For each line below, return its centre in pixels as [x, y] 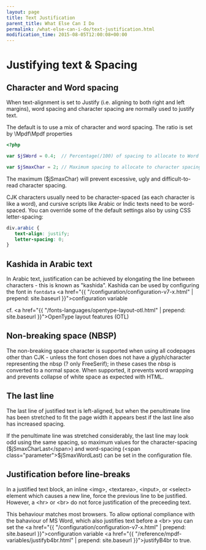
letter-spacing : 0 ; [39, 239]
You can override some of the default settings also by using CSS [109, 210]
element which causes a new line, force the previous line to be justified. [97, 495]
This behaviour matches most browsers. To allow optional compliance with [101, 514]
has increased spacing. [36, 424]
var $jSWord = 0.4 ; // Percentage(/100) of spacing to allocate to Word [103, 156]
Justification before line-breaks [68, 474]
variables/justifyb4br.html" [40, 540]
